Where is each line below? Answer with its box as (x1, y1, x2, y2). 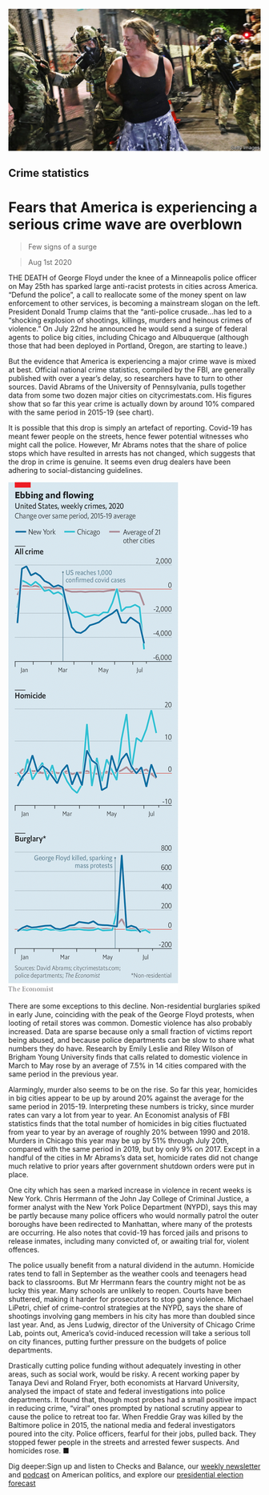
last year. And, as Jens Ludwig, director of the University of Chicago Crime (8, 1320, 255, 1329)
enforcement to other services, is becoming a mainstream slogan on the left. (8, 298, 260, 308)
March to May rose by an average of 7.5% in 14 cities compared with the (8, 1060, 247, 1070)
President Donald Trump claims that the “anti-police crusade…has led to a (8, 307, 252, 316)
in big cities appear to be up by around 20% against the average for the (8, 1093, 244, 1103)
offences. (8, 1244, 40, 1254)
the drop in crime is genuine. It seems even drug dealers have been (8, 457, 231, 467)
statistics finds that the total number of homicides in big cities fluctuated (8, 1118, 247, 1128)
